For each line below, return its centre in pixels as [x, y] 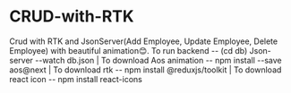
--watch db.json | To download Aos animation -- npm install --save [158, 60]
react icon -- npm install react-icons [76, 79]
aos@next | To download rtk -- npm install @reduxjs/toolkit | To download [145, 70]
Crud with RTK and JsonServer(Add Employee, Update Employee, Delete [144, 41]
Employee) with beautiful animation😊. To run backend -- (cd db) [128, 50]
